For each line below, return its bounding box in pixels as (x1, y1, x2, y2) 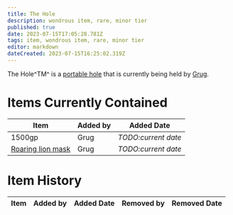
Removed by (121, 198, 166, 208)
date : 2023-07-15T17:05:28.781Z (7, 30, 103, 38)
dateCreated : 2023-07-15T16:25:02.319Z (7, 51, 126, 58)
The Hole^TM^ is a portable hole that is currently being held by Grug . (7, 69, 210, 78)
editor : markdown (7, 43, 59, 51)
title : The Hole (7, 10, 55, 18)
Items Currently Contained (7, 95, 168, 111)
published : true (7, 23, 55, 31)
